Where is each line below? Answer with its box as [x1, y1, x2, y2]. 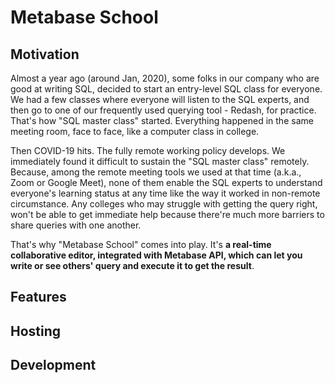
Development [10, 357, 97, 374]
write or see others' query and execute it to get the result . [10, 260, 255, 271]
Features [10, 289, 67, 306]
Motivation [10, 46, 80, 63]
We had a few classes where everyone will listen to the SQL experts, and [10, 94, 310, 105]
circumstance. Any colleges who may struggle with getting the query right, [10, 198, 318, 210]
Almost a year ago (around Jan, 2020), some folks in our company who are [10, 72, 320, 84]
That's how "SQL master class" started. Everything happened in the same [10, 115, 314, 126]
